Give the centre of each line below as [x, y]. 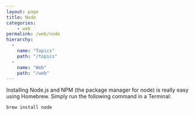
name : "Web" [32, 67]
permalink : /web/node [33, 34]
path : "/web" [33, 73]
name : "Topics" [36, 51]
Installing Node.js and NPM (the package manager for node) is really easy [97, 90]
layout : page [22, 12]
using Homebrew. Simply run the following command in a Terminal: [89, 96]
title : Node [21, 17]
